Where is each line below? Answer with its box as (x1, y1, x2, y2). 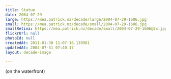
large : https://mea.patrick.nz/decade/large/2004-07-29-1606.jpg (5, 17, 147, 22)
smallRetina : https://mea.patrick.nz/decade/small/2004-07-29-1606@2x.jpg (5, 26, 167, 31)
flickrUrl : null (5, 31, 40, 36)
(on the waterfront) (5, 68, 45, 74)
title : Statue (5, 7, 36, 13)
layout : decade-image (5, 50, 51, 55)
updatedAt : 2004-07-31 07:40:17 (5, 45, 74, 50)
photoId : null (5, 36, 36, 41)
